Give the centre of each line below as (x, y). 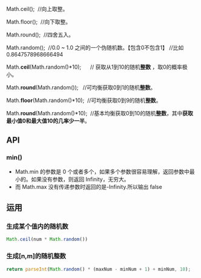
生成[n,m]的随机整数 (36, 256)
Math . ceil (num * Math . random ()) (47, 239)
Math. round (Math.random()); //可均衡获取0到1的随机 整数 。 (81, 87)
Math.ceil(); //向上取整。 (37, 9)
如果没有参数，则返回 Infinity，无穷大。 (80, 179)
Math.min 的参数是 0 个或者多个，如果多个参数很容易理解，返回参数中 (102, 171)
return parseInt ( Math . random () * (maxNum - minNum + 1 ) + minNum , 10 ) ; (99, 269)
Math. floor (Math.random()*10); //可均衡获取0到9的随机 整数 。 (84, 100)
